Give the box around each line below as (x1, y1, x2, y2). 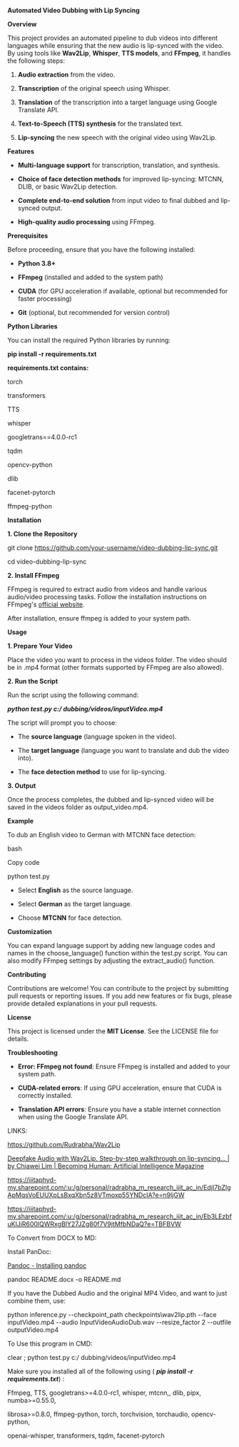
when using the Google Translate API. (17, 1113, 129, 1121)
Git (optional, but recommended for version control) (17, 309, 171, 316)
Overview (7, 20, 37, 28)
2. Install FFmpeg (7, 571, 60, 579)
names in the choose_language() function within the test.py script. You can (7, 949, 228, 957)
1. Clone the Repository (7, 530, 78, 538)
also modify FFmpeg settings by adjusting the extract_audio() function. (7, 956, 215, 965)
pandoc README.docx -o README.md (7, 1275, 121, 1283)
